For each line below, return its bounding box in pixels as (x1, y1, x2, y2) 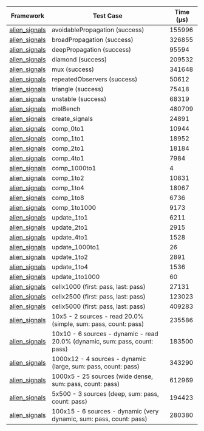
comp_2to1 (51, 144, 84, 153)
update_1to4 (51, 263, 88, 271)
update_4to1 (51, 233, 88, 241)
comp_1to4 (51, 184, 84, 192)
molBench (51, 105, 81, 113)
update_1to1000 (51, 273, 100, 281)
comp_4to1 (51, 154, 84, 162)
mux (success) (51, 65, 95, 74)
